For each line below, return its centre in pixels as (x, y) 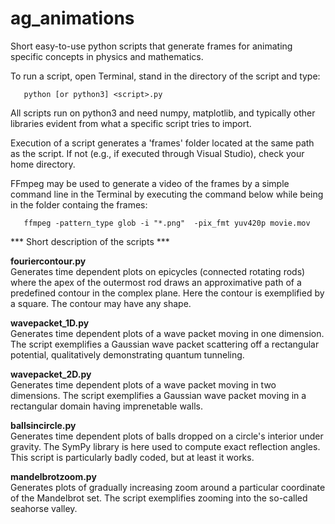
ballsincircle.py (43, 425)
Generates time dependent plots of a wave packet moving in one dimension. (167, 333)
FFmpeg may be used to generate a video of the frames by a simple (150, 183)
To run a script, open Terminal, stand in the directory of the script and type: (165, 76)
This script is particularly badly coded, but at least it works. (132, 457)
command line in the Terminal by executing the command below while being (167, 194)
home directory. (43, 164)
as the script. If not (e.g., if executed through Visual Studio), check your (157, 153)
